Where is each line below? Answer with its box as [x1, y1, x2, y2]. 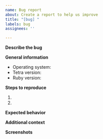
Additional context [5, 119, 45, 125]
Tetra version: [12, 69, 42, 76]
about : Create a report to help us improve [5, 12, 98, 17]
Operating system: [12, 64, 51, 70]
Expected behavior [5, 110, 46, 116]
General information [5, 54, 48, 61]
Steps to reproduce [5, 84, 46, 91]
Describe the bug [5, 44, 42, 51]
